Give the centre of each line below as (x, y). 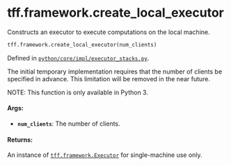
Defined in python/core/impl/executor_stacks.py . (78, 58)
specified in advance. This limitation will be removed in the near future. (109, 78)
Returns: (20, 140)
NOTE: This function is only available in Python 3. (78, 92)
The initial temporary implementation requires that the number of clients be (115, 72)
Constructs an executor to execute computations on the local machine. (109, 32)
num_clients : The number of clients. (69, 124)
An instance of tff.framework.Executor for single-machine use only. (105, 155)
